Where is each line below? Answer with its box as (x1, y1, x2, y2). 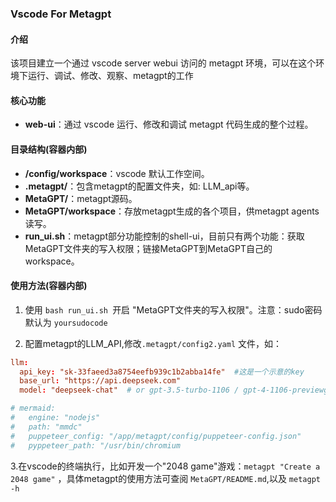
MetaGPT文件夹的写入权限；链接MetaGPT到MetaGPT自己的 (24, 242, 273, 254)
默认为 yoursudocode (24, 316, 108, 328)
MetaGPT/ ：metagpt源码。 (24, 192, 138, 204)
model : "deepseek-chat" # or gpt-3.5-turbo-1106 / (19, 385, 240, 396)
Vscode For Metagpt (10, 7, 112, 21)
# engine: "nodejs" (10, 413, 101, 423)
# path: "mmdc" (10, 422, 83, 432)
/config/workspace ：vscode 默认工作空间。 (24, 167, 210, 179)
